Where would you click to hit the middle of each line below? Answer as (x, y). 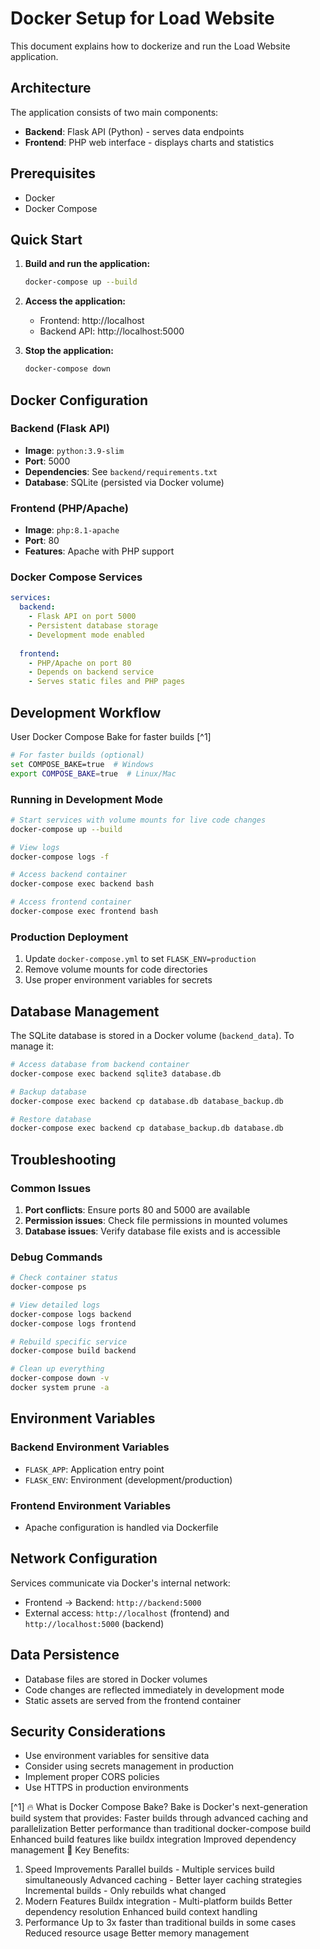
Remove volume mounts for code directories (116, 969)
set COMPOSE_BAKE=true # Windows (82, 764)
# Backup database (48, 1092)
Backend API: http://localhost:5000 (112, 331)
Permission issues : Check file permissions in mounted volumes (156, 1220)
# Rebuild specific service (69, 1342)
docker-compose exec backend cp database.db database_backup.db (147, 1101)
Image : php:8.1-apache (72, 530)
